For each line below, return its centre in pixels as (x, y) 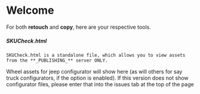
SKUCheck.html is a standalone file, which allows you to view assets (96, 55)
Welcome (30, 10)
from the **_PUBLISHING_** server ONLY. (57, 60)
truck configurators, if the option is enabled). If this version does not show (98, 78)
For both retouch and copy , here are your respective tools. (79, 27)
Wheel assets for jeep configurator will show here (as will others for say (94, 71)
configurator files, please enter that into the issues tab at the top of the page (100, 84)
